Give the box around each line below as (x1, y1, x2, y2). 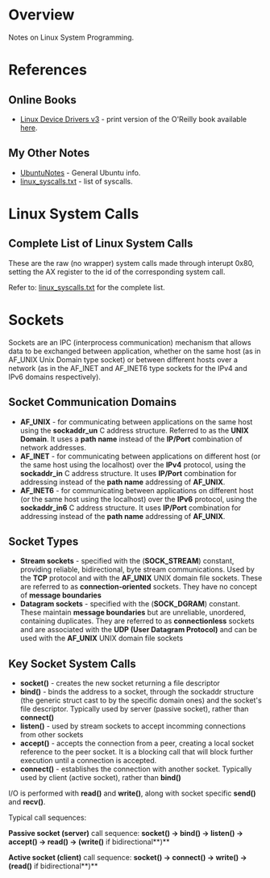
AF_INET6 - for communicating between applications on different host (19, 485, 254, 495)
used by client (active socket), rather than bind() (19, 773, 181, 783)
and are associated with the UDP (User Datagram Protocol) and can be (19, 625, 258, 635)
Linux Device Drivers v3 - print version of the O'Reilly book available (19, 114, 247, 124)
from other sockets (19, 730, 84, 740)
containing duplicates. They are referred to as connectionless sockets (19, 616, 255, 626)
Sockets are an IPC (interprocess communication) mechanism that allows (8, 337, 251, 347)
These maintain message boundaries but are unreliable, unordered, (19, 608, 246, 618)
